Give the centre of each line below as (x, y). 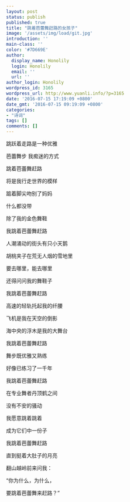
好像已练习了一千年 (29, 368)
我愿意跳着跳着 (24, 418)
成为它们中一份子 (27, 430)
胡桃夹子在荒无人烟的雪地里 (40, 256)
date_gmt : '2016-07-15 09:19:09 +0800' (55, 104)
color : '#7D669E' (27, 50)
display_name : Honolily (40, 60)
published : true (26, 22)
